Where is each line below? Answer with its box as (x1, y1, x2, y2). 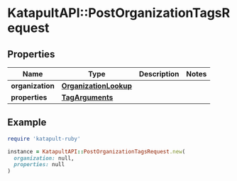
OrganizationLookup (61, 81, 133, 90)
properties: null (13, 161, 65, 168)
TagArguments (61, 93, 114, 102)
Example (7, 117, 47, 129)
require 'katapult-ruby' (7, 135, 81, 142)
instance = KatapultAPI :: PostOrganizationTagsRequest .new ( (7, 148, 186, 155)
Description (138, 69, 180, 78)
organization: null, (13, 154, 75, 162)
